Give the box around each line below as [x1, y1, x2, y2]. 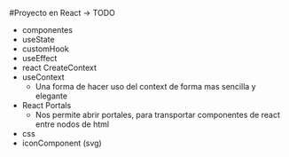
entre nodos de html [35, 119, 109, 130]
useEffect [21, 53, 58, 63]
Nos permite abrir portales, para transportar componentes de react [35, 110, 281, 120]
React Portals [21, 100, 72, 110]
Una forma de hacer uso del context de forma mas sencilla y [35, 82, 256, 91]
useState [21, 35, 55, 44]
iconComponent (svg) [21, 137, 102, 148]
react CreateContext [21, 62, 98, 73]
